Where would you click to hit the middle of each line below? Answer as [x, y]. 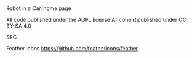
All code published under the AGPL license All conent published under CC [96, 20]
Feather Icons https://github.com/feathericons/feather [72, 49]
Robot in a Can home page [39, 8]
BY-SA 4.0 [19, 26]
